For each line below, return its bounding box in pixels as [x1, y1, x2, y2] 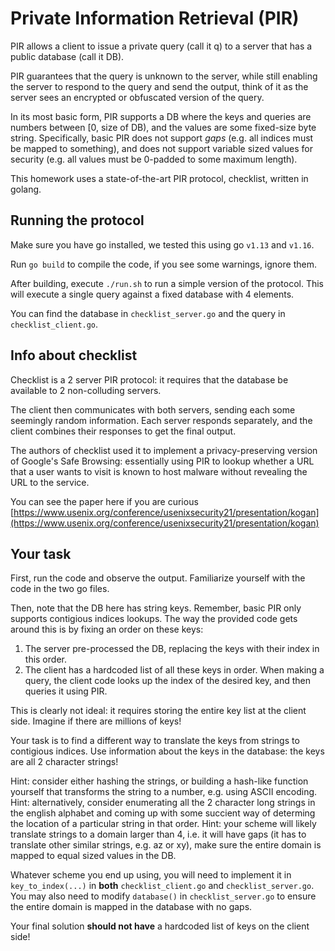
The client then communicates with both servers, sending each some [10, 403, 296, 416]
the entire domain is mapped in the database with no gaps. [10, 901, 253, 913]
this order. [24, 653, 67, 666]
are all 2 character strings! [10, 756, 119, 768]
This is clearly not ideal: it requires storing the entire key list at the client [10, 705, 307, 717]
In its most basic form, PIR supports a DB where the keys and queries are [10, 110, 312, 122]
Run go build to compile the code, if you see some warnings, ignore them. [10, 258, 317, 270]
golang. [10, 183, 42, 195]
